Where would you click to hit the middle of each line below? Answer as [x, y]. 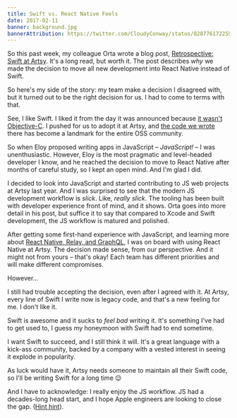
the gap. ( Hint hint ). [36, 407]
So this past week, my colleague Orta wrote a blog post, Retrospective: [110, 54]
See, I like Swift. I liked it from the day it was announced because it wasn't [115, 119]
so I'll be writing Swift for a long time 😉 [65, 378]
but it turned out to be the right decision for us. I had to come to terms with [116, 97]
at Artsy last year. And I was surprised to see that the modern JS [101, 191]
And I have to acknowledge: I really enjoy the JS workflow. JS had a [106, 392]
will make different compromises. [55, 265]
